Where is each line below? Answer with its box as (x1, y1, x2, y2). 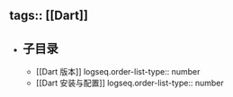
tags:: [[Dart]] (9, 8, 88, 23)
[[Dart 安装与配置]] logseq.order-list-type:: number (35, 77, 224, 89)
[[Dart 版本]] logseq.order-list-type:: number (35, 66, 201, 77)
